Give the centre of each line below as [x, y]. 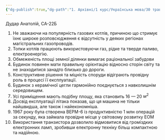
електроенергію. [30, 54]
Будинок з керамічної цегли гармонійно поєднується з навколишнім [84, 85]
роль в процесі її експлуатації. [45, 80]
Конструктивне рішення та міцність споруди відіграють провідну [81, 74]
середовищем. [28, 90]
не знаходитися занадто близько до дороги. [59, 70]
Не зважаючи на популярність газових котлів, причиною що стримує [85, 33]
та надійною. [26, 133]
